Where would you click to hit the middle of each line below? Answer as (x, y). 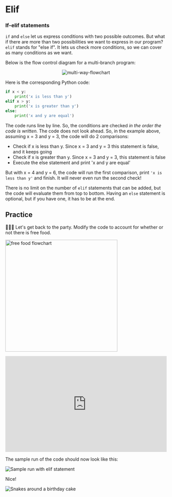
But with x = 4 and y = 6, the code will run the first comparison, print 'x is (84, 172)
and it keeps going (32, 151)
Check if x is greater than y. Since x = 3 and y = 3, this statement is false (89, 157)
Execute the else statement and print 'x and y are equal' (71, 163)
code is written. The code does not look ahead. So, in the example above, (83, 131)
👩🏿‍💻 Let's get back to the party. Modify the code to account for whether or (84, 227)
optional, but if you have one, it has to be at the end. (60, 198)
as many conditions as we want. (39, 53)
